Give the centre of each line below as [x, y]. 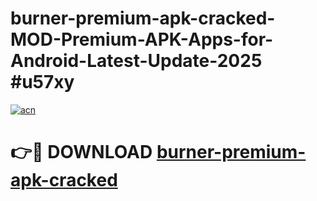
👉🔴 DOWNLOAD [81, 152]
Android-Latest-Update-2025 [136, 61]
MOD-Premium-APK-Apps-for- [142, 39]
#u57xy [42, 82]
